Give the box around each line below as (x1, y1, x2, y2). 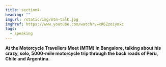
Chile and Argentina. (5, 56, 50, 61)
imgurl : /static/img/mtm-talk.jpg (5, 17, 79, 22)
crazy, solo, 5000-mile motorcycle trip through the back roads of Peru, (5, 50, 158, 56)
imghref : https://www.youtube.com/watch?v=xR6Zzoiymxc (5, 21, 124, 27)
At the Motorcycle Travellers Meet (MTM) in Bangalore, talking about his (5, 45, 161, 51)
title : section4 (5, 7, 40, 13)
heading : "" (5, 12, 31, 17)
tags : (5, 26, 17, 31)
